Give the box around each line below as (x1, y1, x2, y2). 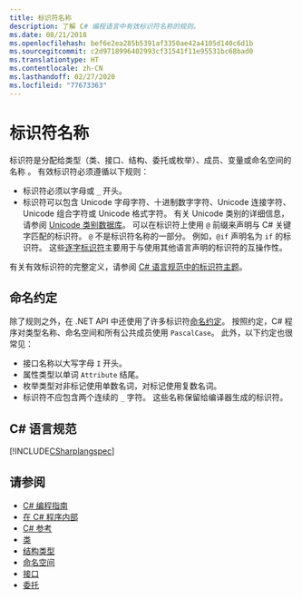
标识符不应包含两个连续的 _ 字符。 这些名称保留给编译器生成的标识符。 (22, 392, 288, 403)
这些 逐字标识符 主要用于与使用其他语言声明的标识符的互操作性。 (48, 241, 287, 252)
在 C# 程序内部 (22, 512, 79, 522)
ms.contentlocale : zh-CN (9, 64, 103, 74)
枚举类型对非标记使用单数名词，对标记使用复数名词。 (22, 380, 222, 391)
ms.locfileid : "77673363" (9, 81, 107, 90)
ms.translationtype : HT (9, 55, 100, 64)
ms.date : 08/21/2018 (9, 30, 88, 39)
